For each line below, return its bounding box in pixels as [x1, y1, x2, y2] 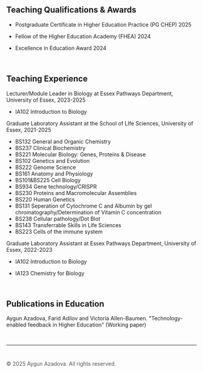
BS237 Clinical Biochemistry [14, 144, 86, 151]
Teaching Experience [6, 74, 88, 84]
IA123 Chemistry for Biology [14, 269, 85, 277]
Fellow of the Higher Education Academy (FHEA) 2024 [14, 33, 151, 40]
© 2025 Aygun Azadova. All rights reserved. [6, 360, 117, 368]
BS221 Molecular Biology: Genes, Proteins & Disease [14, 151, 146, 158]
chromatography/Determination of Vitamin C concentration [14, 208, 162, 216]
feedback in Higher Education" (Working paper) [27, 321, 147, 329]
